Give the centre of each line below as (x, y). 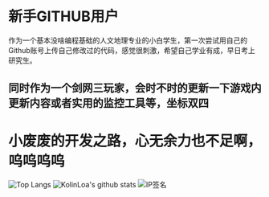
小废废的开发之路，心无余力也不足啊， (135, 141)
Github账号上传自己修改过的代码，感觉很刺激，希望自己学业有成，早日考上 (132, 50)
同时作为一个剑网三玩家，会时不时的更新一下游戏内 (135, 88)
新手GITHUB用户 (63, 16)
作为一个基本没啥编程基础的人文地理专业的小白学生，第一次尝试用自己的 (128, 40)
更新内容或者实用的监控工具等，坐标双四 (108, 103)
